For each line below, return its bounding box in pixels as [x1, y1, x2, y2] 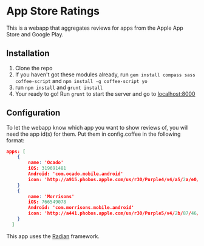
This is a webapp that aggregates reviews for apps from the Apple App [6, 24, 183, 32]
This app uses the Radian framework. [6, 232, 100, 240]
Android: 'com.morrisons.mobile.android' [28, 205, 135, 211]
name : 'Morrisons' [28, 193, 75, 199]
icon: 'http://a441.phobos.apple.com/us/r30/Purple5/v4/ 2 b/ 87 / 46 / [28, 210, 200, 216]
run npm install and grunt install [15, 84, 103, 91]
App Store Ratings [6, 4, 100, 18]
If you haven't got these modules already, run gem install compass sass [15, 71, 195, 78]
